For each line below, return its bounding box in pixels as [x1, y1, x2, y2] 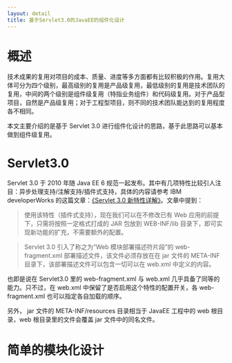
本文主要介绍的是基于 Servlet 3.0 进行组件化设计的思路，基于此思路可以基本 [7, 122, 223, 130]
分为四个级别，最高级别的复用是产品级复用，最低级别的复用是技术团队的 [19, 81, 225, 90]
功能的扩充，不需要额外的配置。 [36, 228, 128, 236]
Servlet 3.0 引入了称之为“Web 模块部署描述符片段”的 [23, 243, 174, 251]
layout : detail [7, 10, 51, 17]
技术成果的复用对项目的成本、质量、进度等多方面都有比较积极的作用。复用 [7, 73, 219, 81]
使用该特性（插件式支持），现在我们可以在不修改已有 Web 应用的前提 [23, 211, 220, 219]
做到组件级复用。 [7, 131, 56, 139]
